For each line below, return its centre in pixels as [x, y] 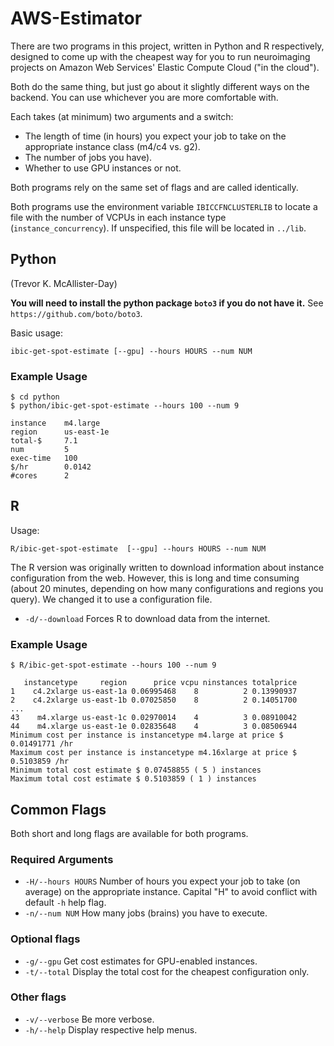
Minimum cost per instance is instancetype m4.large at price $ [147, 735]
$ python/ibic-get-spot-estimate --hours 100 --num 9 [125, 406]
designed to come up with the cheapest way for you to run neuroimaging [160, 56]
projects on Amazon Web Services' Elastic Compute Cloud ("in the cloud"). [165, 67]
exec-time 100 [44, 458]
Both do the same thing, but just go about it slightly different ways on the [160, 86]
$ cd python [35, 397]
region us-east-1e [60, 432]
